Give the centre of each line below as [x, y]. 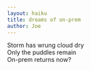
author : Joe [24, 26]
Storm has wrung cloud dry [45, 46]
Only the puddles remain [42, 52]
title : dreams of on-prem [44, 20]
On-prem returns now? [39, 60]
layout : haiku [27, 13]
